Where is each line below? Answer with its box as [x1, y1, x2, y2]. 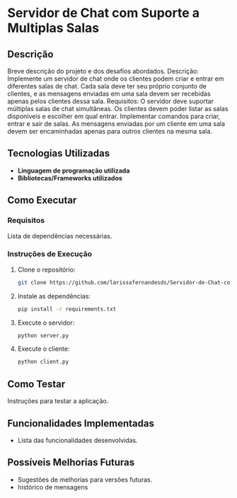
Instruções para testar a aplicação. [7, 397, 109, 405]
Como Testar [7, 378, 66, 390]
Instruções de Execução [7, 249, 93, 259]
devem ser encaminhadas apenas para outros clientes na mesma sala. [7, 127, 212, 135]
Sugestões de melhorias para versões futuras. [17, 475, 153, 484]
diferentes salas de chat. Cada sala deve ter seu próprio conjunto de [7, 82, 207, 90]
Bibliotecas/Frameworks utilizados [17, 173, 122, 182]
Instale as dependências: [17, 291, 91, 300]
